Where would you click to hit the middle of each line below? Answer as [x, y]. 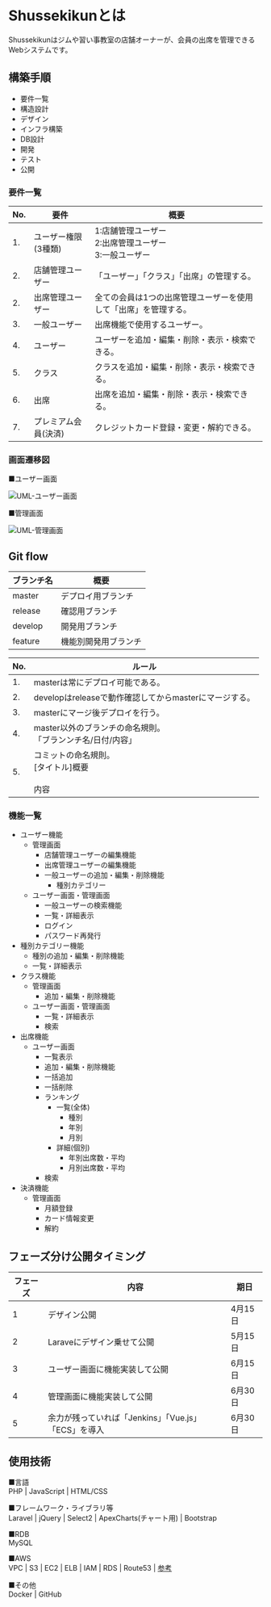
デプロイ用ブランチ [98, 596]
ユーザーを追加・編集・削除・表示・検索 [171, 340]
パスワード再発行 [73, 936]
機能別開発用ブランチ [102, 642]
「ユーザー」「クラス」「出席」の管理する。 [175, 276]
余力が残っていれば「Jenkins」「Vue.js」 [125, 1418]
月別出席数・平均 [96, 1168]
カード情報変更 [69, 1219]
